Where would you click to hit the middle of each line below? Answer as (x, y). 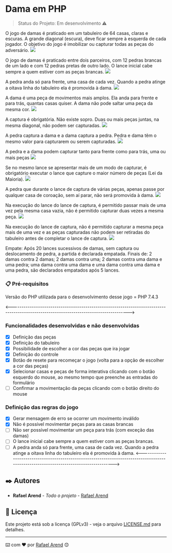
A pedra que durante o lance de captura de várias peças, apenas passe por (85, 189)
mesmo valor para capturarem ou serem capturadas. (61, 141)
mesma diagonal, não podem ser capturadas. (53, 125)
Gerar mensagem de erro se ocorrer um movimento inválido (76, 418)
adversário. (17, 50)
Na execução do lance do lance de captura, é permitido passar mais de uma (86, 205)
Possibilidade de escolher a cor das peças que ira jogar (71, 348)
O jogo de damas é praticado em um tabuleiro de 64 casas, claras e (77, 33)
